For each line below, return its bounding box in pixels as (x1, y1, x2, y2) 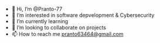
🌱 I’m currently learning (11, 18, 69, 24)
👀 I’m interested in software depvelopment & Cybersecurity (11, 12, 155, 19)
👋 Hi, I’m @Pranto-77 (11, 6, 63, 12)
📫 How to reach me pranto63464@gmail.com (11, 31, 124, 37)
